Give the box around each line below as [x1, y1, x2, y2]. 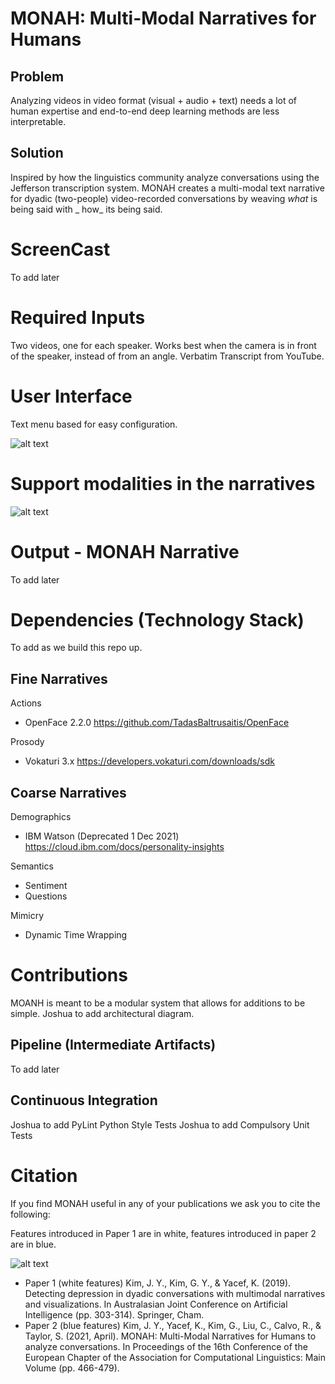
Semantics [10, 860, 54, 872]
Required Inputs [10, 306, 146, 329]
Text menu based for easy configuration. [10, 418, 178, 430]
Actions [10, 697, 42, 709]
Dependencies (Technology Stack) [10, 608, 305, 631]
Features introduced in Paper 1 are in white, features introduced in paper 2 [10, 1227, 317, 1239]
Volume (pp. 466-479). [24, 1362, 120, 1374]
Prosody [10, 736, 45, 748]
